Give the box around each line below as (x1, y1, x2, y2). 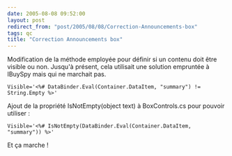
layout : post (7, 17, 45, 24)
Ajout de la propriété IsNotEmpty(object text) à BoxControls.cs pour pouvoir (7, 102, 225, 110)
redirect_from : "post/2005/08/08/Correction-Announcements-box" (7, 23, 198, 30)
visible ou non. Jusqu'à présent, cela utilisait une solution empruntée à (7, 63, 210, 71)
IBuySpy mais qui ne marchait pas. (7, 70, 107, 79)
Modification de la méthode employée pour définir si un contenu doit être (7, 55, 217, 63)
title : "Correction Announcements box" (7, 36, 123, 43)
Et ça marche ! (7, 141, 49, 150)
